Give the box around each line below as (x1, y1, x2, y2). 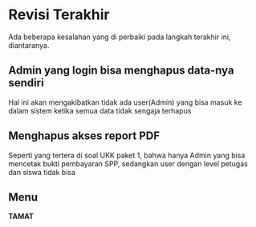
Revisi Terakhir (8, 6, 110, 24)
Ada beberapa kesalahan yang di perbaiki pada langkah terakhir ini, (8, 32, 231, 42)
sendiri (8, 76, 44, 90)
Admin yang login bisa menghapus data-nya (8, 64, 234, 78)
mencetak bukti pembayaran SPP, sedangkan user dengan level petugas (8, 158, 249, 169)
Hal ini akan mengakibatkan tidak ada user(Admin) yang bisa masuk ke (8, 98, 242, 107)
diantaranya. (8, 40, 50, 50)
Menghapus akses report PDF (8, 129, 161, 143)
